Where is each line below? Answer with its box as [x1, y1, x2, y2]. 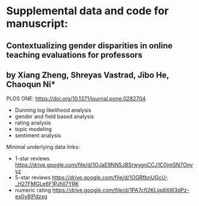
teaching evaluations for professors [6, 49, 143, 60]
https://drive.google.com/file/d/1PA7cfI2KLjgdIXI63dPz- [52, 186, 190, 194]
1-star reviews [14, 155, 50, 162]
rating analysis [14, 119, 51, 126]
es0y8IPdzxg [14, 193, 48, 200]
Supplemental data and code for [6, 4, 169, 18]
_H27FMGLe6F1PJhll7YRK [14, 180, 79, 188]
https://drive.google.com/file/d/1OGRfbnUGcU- [51, 174, 169, 181]
